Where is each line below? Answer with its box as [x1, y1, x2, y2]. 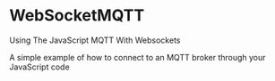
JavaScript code [9, 61, 70, 72]
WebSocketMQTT [9, 5, 145, 26]
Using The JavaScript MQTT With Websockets [9, 35, 181, 45]
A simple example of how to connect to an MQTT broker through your [9, 52, 266, 62]
